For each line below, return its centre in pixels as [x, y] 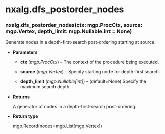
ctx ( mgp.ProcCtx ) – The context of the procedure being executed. [90, 62]
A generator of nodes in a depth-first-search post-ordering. [74, 107]
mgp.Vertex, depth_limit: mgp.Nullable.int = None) [69, 31]
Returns [21, 97]
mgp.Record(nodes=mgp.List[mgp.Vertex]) [57, 126]
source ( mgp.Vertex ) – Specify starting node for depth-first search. [90, 72]
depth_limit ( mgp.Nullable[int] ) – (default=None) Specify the [83, 81]
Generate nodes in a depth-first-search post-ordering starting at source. [80, 42]
